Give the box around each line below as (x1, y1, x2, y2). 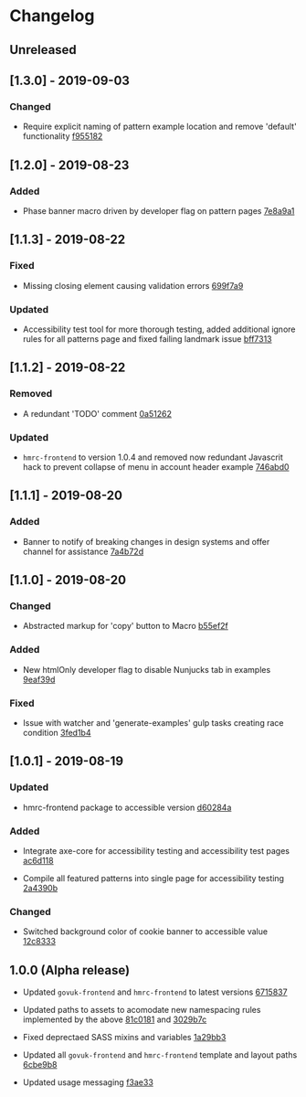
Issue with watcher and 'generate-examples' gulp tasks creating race (22, 717, 284, 728)
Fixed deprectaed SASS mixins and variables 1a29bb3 (22, 1031, 227, 1042)
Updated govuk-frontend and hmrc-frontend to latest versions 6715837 (22, 986, 288, 997)
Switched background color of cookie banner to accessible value (22, 926, 268, 937)
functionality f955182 (22, 131, 103, 142)
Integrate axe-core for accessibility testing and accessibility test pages (22, 845, 290, 856)
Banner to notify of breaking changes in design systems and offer (22, 536, 270, 547)
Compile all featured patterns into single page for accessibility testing (22, 872, 285, 883)
